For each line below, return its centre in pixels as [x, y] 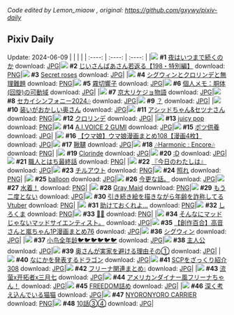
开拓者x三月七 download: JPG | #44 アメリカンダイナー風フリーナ [114, 277]
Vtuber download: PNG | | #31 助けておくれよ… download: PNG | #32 [112, 205]
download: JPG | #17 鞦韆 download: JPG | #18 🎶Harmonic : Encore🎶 [111, 144]
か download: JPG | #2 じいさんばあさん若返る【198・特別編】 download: [116, 66]
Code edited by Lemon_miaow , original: [65, 10]
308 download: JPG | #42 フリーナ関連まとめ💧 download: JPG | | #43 [113, 268]
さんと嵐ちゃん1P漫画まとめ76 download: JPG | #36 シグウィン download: [117, 231]
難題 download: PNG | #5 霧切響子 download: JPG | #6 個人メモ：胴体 [119, 83]
